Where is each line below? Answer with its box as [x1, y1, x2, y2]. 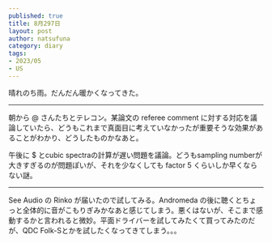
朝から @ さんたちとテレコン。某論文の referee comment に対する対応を [8, 113, 251, 122]
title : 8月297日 [8, 19, 61, 28]
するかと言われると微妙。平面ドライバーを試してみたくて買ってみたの [15, 215, 249, 225]
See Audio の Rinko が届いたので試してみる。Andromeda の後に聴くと [8, 195, 243, 205]
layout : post [8, 27, 53, 35]
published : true [8, 11, 63, 20]
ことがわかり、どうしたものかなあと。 [15, 133, 143, 143]
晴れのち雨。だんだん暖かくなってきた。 [8, 87, 143, 97]
